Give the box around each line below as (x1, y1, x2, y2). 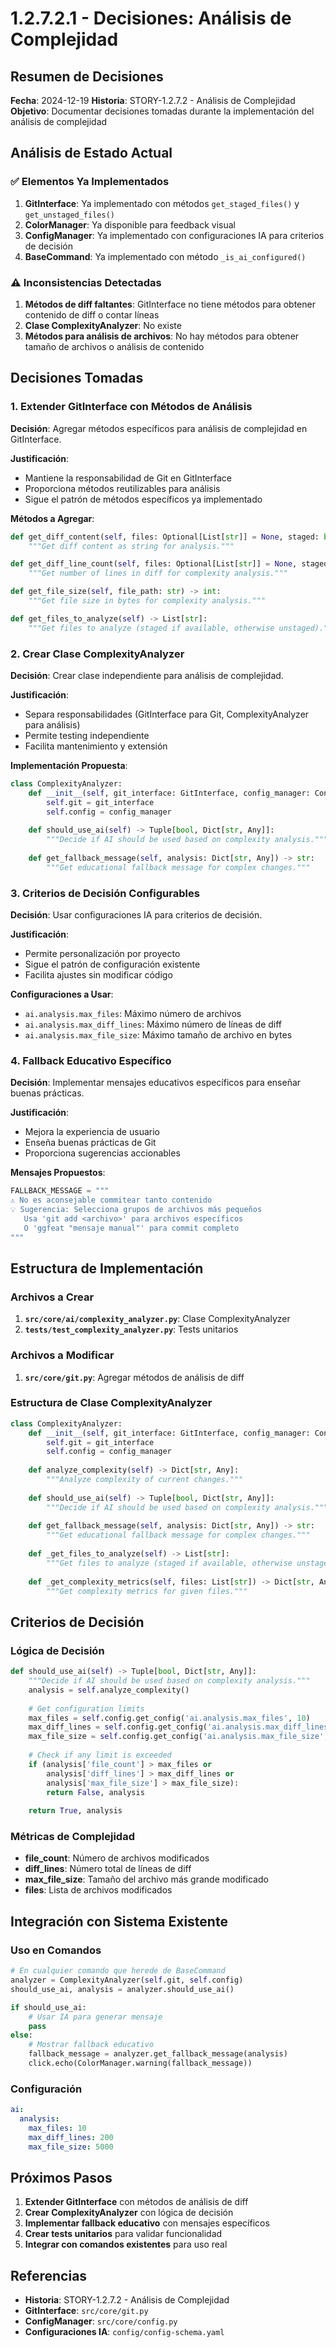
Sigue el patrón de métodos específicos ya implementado (24, 493, 263, 505)
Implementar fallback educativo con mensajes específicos (24, 2217, 270, 2229)
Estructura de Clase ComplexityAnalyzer (10, 1396, 213, 1410)
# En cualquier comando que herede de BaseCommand (10, 1966, 226, 1976)
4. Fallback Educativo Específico (10, 1053, 172, 1067)
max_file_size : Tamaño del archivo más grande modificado (24, 1873, 269, 1886)
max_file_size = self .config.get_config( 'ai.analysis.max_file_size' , (28, 1732, 329, 1742)
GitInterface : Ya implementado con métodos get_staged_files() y (24, 197, 300, 209)
